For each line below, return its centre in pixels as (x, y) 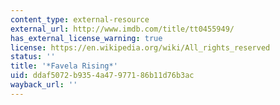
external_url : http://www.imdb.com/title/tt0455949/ (122, 29)
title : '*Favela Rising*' (64, 66)
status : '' (33, 57)
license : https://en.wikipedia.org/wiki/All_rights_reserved (140, 47)
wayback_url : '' (44, 85)
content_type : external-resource (80, 19)
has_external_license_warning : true (86, 38)
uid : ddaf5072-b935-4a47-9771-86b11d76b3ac (102, 76)
